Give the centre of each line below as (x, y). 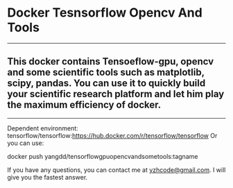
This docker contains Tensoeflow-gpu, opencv (111, 61)
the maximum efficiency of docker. (84, 105)
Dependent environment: (43, 128)
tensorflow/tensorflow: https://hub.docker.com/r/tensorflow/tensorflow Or (112, 135)
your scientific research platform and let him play (116, 94)
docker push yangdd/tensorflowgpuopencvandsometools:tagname (103, 156)
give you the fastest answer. (48, 177)
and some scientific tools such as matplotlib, (106, 72)
